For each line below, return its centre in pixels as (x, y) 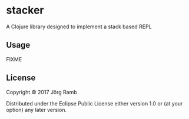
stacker (25, 10)
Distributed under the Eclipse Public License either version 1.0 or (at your (94, 103)
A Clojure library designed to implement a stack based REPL (79, 27)
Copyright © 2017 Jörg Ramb (42, 92)
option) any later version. (36, 110)
